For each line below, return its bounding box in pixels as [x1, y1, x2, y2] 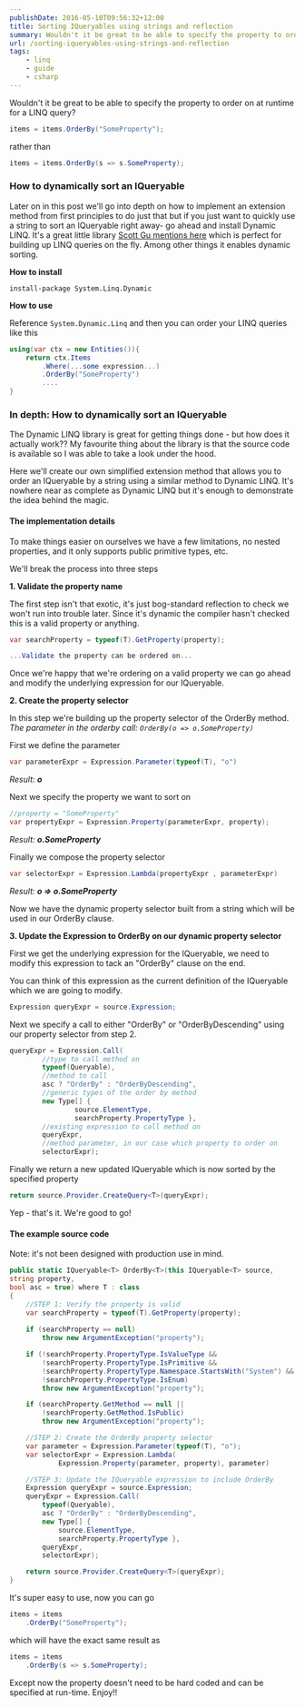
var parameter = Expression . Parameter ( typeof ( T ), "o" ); [25, 1441, 242, 1451]
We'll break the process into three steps [9, 563, 159, 574]
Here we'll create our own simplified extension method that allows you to [9, 466, 281, 477]
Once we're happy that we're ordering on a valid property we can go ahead [9, 668, 291, 679]
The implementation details [9, 515, 115, 527]
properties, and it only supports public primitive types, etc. [9, 546, 229, 557]
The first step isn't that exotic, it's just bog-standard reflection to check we [9, 598, 290, 609]
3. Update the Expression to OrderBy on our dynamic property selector [9, 930, 282, 941]
